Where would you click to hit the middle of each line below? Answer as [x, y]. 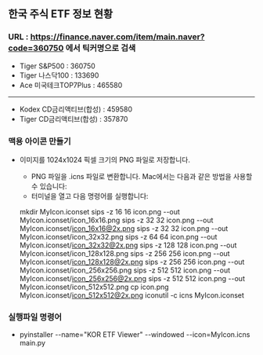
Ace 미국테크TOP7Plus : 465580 [71, 85]
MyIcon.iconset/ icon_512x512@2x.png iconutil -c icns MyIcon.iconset [132, 295]
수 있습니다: [49, 186]
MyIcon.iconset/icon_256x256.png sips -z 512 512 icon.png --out [125, 270]
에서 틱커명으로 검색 [101, 48]
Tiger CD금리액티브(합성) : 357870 [74, 119]
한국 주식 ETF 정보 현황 [61, 14]
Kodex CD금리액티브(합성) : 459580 [76, 109]
